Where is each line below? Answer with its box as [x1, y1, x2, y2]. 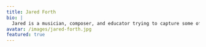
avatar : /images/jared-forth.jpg [6, 26, 92, 32]
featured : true [6, 32, 45, 38]
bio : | [6, 15, 23, 21]
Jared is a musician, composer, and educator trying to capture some [12, 20, 193, 26]
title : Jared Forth [6, 9, 56, 15]
